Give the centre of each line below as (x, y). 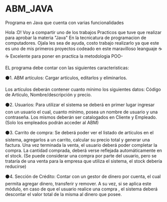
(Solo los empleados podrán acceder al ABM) (52, 122)
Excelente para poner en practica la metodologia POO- (66, 56)
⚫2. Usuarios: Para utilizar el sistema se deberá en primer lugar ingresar (80, 105)
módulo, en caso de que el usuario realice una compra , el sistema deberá (81, 189)
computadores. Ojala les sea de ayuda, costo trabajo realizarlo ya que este (82, 43)
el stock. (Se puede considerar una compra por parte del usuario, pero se (81, 155)
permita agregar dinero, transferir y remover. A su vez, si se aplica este (78, 183)
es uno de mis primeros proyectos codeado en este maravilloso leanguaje (81, 49)
